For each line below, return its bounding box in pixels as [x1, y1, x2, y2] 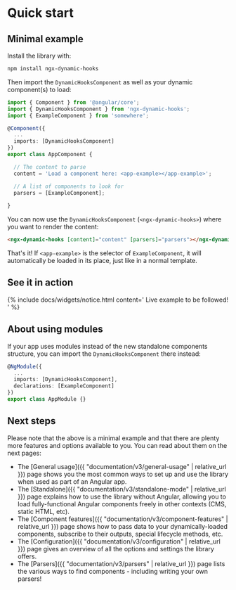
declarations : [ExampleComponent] [13, 383, 114, 390]
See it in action [7, 276, 74, 289]
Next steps [7, 415, 56, 427]
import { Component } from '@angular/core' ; [7, 98, 140, 106]
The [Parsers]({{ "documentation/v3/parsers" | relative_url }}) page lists [17, 559, 225, 567]
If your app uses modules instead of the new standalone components [7, 342, 208, 350]
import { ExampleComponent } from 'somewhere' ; [7, 112, 150, 119]
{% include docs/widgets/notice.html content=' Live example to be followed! [7, 295, 229, 304]
